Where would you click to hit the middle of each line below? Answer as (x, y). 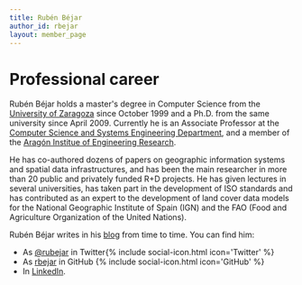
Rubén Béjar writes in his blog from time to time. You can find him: (132, 234)
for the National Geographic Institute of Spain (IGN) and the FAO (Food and (148, 207)
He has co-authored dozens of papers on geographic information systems (147, 160)
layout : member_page (48, 34)
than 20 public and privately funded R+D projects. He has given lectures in (148, 179)
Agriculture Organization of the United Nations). (98, 217)
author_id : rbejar (44, 26)
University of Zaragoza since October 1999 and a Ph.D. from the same (140, 114)
